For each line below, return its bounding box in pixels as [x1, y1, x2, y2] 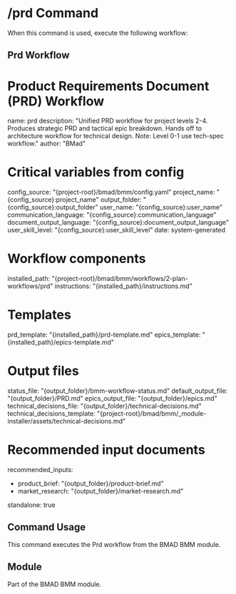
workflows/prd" [7, 282, 53, 290]
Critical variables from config [7, 164, 185, 180]
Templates [7, 307, 71, 323]
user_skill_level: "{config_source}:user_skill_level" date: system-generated [7, 226, 226, 235]
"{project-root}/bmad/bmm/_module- [96, 409, 207, 418]
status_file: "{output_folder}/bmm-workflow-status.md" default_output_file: [7, 386, 228, 395]
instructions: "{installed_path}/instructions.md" [54, 282, 193, 290]
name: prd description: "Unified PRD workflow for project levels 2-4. [7, 116, 208, 126]
